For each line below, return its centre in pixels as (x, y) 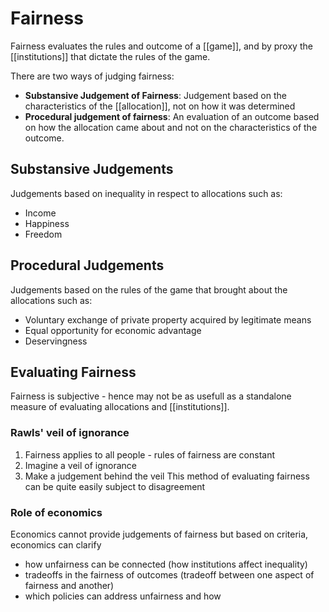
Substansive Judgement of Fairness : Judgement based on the (155, 95)
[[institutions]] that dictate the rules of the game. (110, 56)
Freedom (43, 234)
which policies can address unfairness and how (123, 596)
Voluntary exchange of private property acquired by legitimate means (168, 319)
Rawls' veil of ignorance (70, 433)
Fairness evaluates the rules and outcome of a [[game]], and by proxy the (161, 46)
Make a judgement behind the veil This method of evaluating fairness (167, 476)
